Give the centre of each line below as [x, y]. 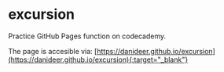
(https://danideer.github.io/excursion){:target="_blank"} [98, 59]
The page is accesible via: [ [53, 51]
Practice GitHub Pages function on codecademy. [87, 36]
